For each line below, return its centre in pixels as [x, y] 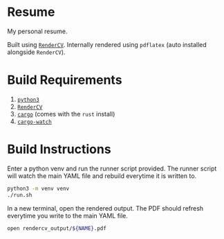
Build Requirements [65, 80]
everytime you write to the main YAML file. [67, 215]
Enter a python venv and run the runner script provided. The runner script [112, 168]
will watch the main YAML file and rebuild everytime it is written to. [102, 176]
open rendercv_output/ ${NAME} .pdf [57, 228]
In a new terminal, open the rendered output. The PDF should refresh [105, 208]
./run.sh [20, 195]
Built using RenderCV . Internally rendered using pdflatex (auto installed [107, 44]
